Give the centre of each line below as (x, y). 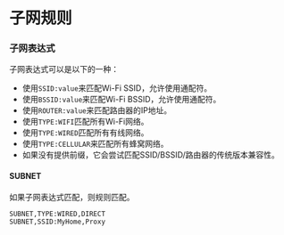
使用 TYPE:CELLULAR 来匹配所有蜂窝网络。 (95, 144)
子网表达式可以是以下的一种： (64, 69)
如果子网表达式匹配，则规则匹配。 (72, 197)
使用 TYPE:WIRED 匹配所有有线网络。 (85, 133)
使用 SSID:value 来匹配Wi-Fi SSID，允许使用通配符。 (117, 88)
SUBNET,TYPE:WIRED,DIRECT (57, 214)
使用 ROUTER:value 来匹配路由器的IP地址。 (97, 110)
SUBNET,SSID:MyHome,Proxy (57, 222)
